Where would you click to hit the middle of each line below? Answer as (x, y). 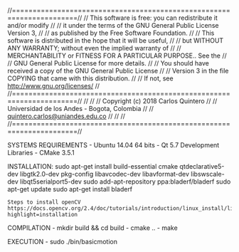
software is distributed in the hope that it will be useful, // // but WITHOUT (116, 41)
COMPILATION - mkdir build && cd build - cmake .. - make (92, 228)
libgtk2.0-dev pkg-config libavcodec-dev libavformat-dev (105, 174)
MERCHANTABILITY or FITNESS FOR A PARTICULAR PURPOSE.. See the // (117, 56)
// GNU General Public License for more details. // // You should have (108, 63)
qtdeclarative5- (202, 166)
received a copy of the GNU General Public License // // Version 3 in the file (118, 71)
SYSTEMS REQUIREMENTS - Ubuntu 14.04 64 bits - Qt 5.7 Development (113, 145)
